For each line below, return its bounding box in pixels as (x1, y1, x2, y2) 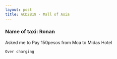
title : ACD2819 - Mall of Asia (5, 12, 70, 17)
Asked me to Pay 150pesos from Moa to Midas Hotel (5, 39, 113, 45)
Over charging (5, 49, 35, 54)
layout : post (5, 7, 32, 12)
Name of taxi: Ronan (5, 28, 56, 35)
